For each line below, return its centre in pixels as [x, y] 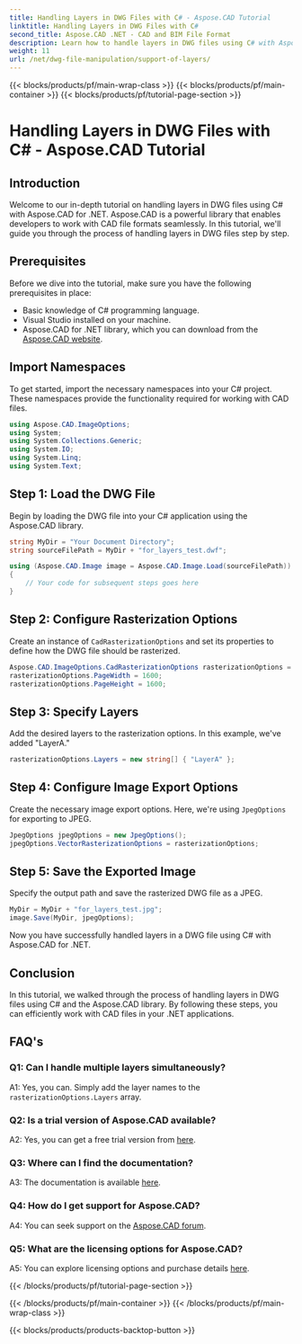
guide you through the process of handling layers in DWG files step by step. [150, 233]
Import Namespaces [67, 367]
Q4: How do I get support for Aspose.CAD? [105, 1206]
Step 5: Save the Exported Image [102, 872]
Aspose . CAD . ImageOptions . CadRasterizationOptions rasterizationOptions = [151, 667]
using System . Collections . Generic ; [76, 441]
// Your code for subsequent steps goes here [112, 583]
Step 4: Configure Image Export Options [124, 788]
